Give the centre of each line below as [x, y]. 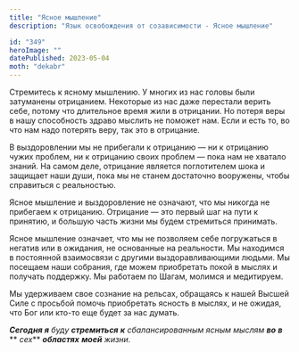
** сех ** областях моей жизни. [70, 339]
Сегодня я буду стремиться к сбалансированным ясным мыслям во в [146, 330]
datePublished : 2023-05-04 [59, 59]
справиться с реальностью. [62, 185]
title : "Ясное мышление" [55, 17]
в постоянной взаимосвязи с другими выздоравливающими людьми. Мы [149, 258]
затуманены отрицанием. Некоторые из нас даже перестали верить [140, 102]
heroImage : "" [36, 50]
